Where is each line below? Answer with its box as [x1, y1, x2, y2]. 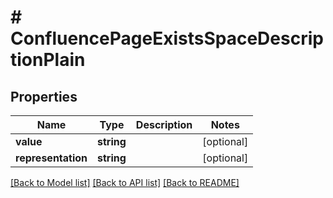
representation [15, 151, 88, 165]
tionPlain [10, 49, 86, 71]
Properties [10, 88, 78, 105]
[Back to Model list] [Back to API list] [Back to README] [10, 177, 240, 188]
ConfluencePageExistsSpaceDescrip [10, 27, 324, 50]
